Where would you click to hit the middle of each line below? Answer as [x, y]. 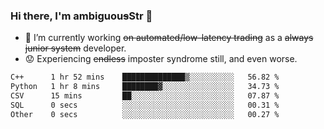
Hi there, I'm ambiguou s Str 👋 [81, 16]
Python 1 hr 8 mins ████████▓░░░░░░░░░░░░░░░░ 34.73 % [145, 87]
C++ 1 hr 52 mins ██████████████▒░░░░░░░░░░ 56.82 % [145, 77]
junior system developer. [75, 48]
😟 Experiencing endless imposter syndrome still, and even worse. [161, 59]
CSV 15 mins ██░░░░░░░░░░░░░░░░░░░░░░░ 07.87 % [145, 96]
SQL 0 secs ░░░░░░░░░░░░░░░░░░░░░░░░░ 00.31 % [145, 105]
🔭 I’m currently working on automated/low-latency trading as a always [169, 38]
